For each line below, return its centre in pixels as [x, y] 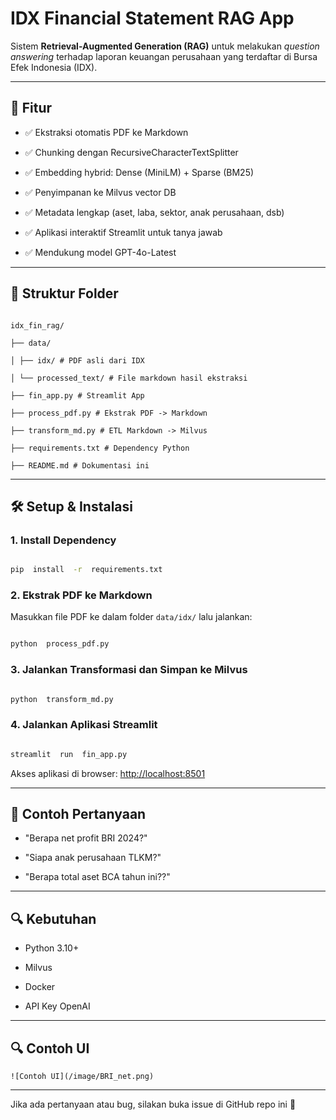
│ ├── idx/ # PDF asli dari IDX [77, 360]
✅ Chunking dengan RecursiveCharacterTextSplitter [131, 152]
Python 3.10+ [52, 948]
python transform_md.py [62, 699]
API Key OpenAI [57, 1006]
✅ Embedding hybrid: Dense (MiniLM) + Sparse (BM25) [139, 172]
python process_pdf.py [60, 644]
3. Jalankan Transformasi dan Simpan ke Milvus [129, 670]
